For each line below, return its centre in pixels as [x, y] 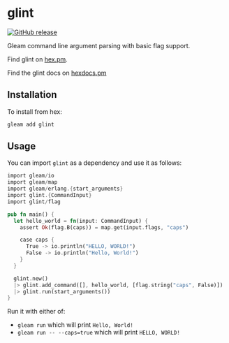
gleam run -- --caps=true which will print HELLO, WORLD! [98, 333]
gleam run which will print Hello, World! [75, 325]
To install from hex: [35, 111]
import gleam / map [32, 182]
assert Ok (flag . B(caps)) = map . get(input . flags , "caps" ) [104, 227]
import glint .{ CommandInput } [50, 196]
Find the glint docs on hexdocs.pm [57, 73]
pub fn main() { [31, 214]
